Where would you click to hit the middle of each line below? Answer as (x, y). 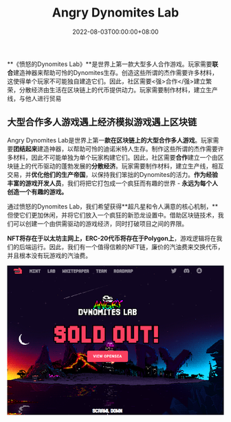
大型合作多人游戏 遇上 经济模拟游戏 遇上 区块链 (102, 122)
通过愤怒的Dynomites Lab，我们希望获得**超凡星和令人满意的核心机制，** (113, 206)
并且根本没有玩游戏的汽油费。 (49, 255)
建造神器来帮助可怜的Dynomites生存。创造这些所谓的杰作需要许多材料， (116, 72)
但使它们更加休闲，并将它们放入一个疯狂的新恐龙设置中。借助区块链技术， (112, 215)
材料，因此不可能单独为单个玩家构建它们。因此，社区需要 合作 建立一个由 (115, 157)
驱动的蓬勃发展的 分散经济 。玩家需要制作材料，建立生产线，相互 (133, 166)
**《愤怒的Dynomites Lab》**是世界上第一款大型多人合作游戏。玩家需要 (110, 64)
